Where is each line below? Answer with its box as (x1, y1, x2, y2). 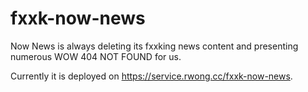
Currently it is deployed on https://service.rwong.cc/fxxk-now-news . (10, 70, 293, 82)
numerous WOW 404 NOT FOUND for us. (10, 50, 182, 62)
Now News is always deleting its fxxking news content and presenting (10, 40, 299, 52)
